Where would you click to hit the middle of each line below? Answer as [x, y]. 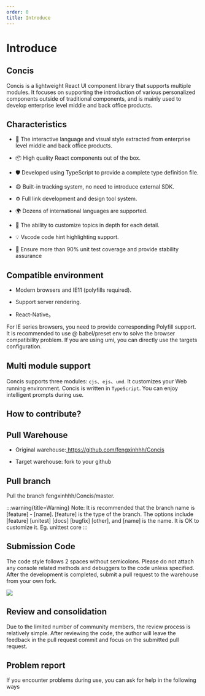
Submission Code [41, 546]
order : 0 [17, 12]
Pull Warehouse [37, 435]
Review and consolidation [57, 612]
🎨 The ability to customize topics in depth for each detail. [87, 225]
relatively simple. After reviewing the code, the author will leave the [91, 633]
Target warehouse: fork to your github [63, 462]
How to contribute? [44, 414]
